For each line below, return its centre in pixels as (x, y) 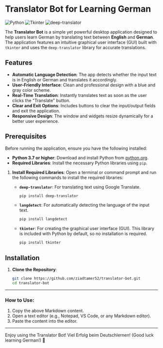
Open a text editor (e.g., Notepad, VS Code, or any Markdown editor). (81, 316)
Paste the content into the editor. (45, 321)
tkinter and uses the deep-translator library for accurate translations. (76, 47)
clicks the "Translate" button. (41, 100)
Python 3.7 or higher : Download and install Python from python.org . (80, 157)
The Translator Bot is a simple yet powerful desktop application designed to (81, 32)
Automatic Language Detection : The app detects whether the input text (84, 75)
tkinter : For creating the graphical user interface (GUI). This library (87, 229)
